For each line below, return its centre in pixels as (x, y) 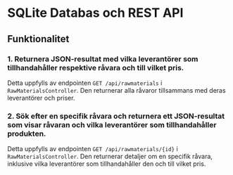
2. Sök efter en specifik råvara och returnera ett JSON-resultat (116, 116)
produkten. (27, 134)
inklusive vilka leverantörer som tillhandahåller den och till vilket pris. (107, 164)
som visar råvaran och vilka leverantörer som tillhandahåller (112, 124)
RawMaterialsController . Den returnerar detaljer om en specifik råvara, (110, 157)
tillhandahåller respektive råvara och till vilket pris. (96, 67)
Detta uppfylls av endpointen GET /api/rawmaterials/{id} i (93, 149)
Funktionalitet (38, 39)
